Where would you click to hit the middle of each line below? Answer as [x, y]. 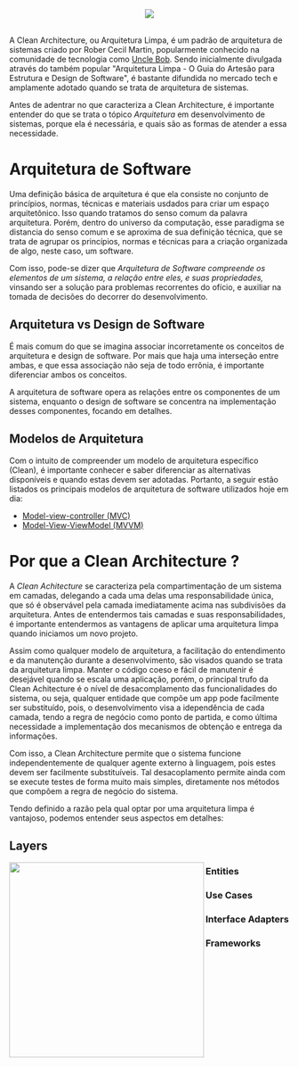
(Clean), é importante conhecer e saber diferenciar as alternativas [130, 470]
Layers [28, 845]
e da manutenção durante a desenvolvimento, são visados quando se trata [146, 660]
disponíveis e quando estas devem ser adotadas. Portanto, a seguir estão [144, 479]
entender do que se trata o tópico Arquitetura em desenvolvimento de [137, 114]
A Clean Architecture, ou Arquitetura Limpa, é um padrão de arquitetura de [146, 40]
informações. [33, 736]
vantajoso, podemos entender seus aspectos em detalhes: [117, 818]
